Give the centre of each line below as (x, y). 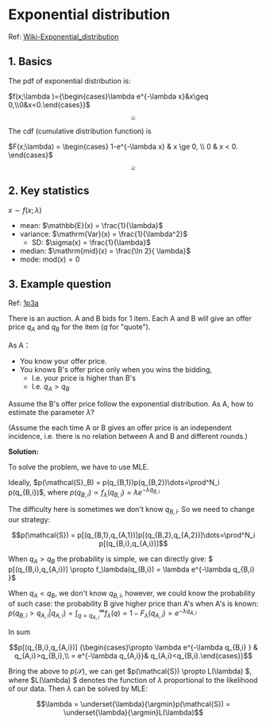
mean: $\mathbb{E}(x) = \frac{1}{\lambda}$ (91, 225)
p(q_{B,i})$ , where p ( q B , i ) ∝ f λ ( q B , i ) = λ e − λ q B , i (84, 492)
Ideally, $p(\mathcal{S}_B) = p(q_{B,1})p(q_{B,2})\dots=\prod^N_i (114, 482)
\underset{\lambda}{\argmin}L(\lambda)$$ (133, 712)
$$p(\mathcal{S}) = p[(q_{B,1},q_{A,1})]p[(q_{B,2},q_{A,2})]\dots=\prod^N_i (133, 535)
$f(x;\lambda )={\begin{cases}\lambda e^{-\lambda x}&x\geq (108, 96)
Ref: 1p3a (23, 303)
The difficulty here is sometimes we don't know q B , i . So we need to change (132, 510)
